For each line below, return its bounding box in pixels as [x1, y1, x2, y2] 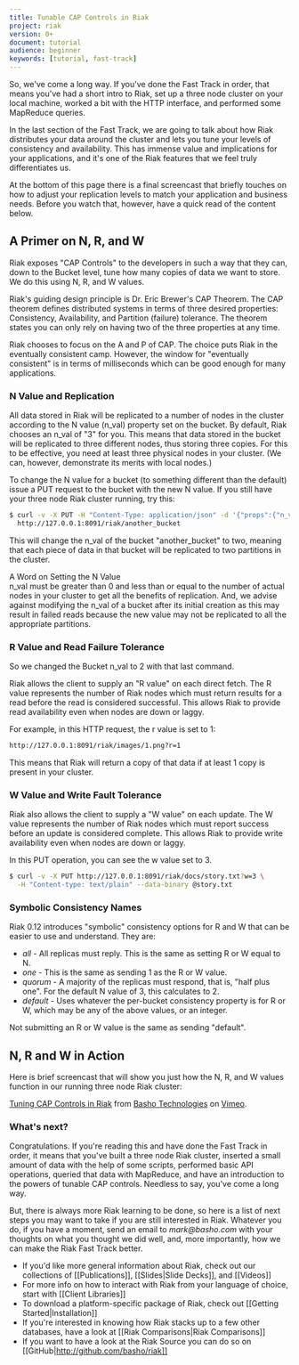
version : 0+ [9, 29, 53, 38]
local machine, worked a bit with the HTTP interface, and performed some [9, 98, 282, 108]
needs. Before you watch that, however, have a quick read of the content [9, 199, 276, 209]
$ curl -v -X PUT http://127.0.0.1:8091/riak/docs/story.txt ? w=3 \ [9, 872, 265, 882]
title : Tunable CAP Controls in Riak [9, 12, 149, 22]
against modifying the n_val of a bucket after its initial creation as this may [9, 599, 280, 610]
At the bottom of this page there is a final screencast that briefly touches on [9, 180, 287, 190]
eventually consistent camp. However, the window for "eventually [9, 348, 249, 359]
